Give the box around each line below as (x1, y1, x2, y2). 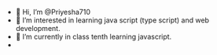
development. (15, 24, 61, 33)
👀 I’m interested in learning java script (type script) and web (15, 15, 210, 25)
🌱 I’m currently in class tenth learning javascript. (15, 32, 172, 41)
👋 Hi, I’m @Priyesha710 (15, 8, 91, 16)
